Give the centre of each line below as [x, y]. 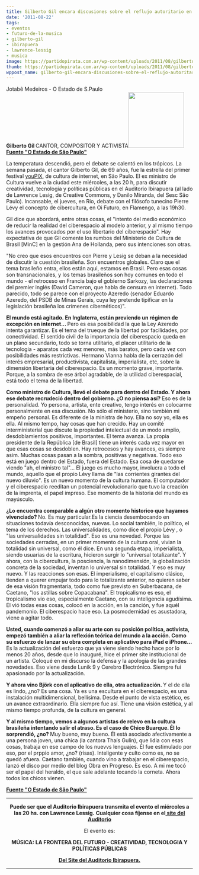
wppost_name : [22, 72]
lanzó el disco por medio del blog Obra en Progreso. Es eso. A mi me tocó [96, 766]
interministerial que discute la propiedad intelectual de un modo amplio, [93, 430]
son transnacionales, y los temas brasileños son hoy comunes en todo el [95, 275]
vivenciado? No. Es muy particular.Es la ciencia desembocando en [88, 517]
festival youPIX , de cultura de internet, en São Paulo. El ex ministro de [91, 176]
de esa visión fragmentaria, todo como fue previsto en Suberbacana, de [94, 586]
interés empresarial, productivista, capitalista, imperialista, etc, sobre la [93, 362]
